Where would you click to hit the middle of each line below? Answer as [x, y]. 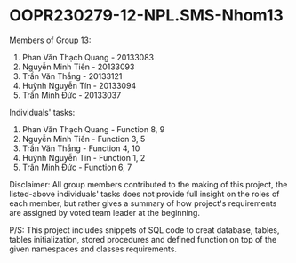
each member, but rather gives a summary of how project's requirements [143, 203]
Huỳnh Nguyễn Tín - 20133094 [79, 85]
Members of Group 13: [50, 40]
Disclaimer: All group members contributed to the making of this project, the [148, 184]
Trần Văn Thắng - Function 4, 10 [81, 148]
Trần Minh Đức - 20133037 [72, 95]
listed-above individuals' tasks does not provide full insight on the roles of [144, 194]
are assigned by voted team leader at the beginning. [104, 212]
